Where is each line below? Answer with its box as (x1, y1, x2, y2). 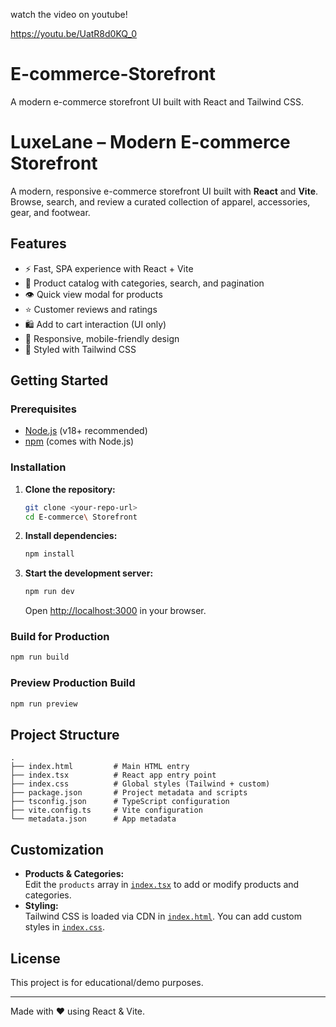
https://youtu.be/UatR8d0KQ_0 (10, 28, 138, 39)
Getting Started (10, 372, 109, 389)
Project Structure (10, 726, 120, 743)
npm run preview (10, 699, 78, 709)
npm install (24, 549, 75, 559)
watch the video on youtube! (10, 9, 128, 20)
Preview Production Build (10, 676, 136, 690)
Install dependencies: (24, 530, 118, 542)
